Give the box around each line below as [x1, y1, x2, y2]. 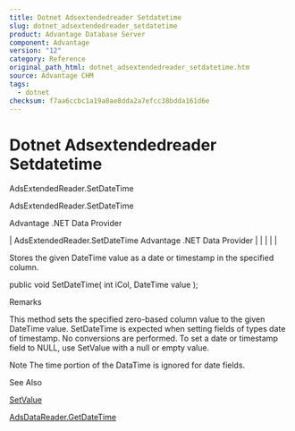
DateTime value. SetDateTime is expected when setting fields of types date [9, 324, 286, 334]
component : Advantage [9, 38, 90, 47]
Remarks [9, 297, 42, 308]
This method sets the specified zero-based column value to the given [9, 314, 265, 325]
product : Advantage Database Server [9, 30, 146, 38]
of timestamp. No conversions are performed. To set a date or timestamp [9, 333, 279, 344]
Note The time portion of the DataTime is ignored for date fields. [9, 359, 246, 371]
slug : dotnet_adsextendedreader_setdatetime [9, 21, 178, 30]
